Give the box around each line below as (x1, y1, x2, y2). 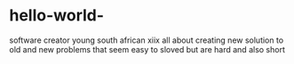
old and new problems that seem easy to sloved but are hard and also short (9, 44, 286, 54)
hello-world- (9, 5, 105, 26)
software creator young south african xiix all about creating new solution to (9, 35, 284, 45)
